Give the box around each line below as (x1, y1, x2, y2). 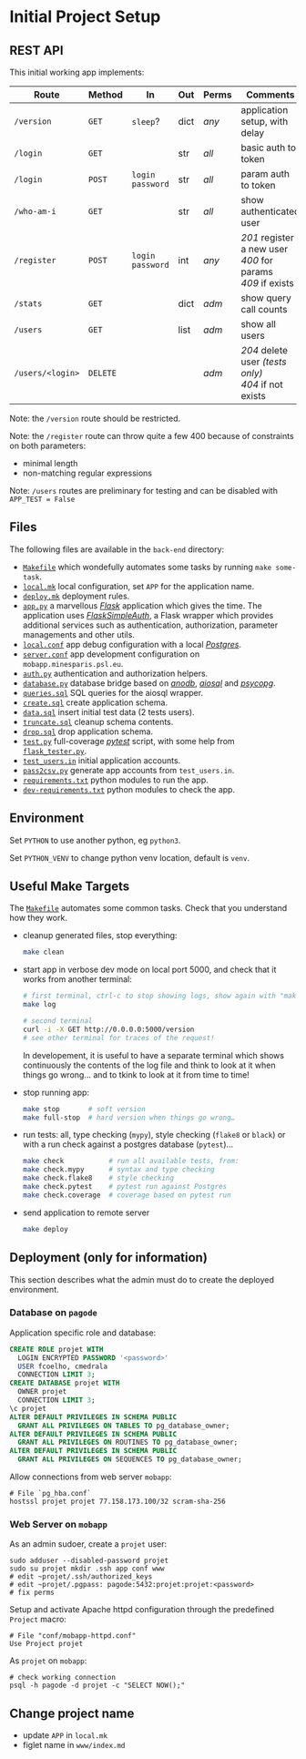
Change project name (9, 1705, 135, 1721)
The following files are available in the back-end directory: (9, 544, 225, 555)
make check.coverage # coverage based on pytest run (22, 1191, 231, 1200)
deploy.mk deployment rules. (22, 590, 130, 601)
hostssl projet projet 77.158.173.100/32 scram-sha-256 (9, 1497, 226, 1507)
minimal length (22, 458, 78, 468)
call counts (240, 303, 288, 315)
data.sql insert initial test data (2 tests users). (22, 706, 195, 717)
